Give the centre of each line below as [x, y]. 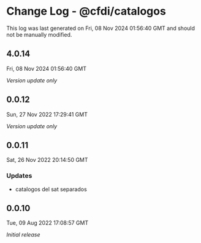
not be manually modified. [39, 34]
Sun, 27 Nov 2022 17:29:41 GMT [47, 114]
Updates [19, 176]
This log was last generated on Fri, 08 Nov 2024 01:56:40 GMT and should [100, 28]
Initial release [23, 235]
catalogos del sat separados [51, 189]
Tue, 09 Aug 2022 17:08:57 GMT [47, 223]
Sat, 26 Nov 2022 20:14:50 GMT [47, 160]
